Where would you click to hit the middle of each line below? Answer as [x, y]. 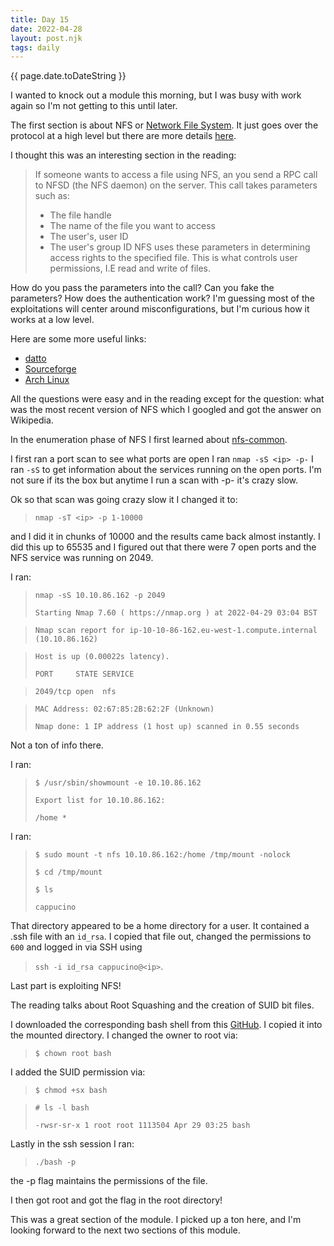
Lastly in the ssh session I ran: [72, 1144]
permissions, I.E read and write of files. [130, 268]
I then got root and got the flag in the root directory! [116, 1200]
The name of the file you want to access [132, 226]
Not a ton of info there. [57, 745]
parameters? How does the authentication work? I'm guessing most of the [162, 298]
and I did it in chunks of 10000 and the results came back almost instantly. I [165, 537]
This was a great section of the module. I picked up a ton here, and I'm [156, 1220]
